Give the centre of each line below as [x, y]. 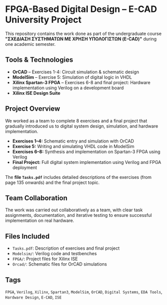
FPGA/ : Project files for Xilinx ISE [45, 259]
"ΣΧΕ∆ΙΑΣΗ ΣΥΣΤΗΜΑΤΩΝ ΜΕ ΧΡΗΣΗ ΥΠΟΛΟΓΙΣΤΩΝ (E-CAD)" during [81, 39]
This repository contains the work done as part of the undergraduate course [83, 33]
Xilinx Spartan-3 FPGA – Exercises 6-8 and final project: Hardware [81, 82]
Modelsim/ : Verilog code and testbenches [55, 254]
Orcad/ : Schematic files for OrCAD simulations [60, 264]
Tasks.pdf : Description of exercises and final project [66, 248]
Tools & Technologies [39, 60]
